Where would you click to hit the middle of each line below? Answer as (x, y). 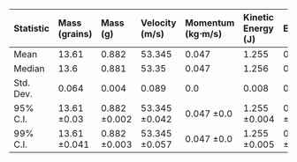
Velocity (159, 23)
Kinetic (258, 17)
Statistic (32, 28)
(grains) (75, 34)
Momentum (210, 23)
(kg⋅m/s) (204, 34)
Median (29, 68)
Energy (258, 28)
